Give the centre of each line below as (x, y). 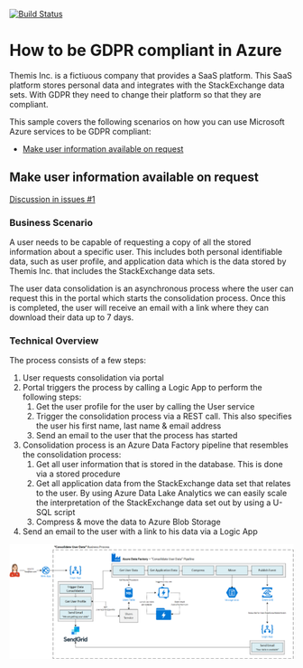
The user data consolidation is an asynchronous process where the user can (151, 288)
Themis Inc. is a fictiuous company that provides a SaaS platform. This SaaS (151, 75)
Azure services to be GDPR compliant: (80, 131)
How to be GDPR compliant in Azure (146, 51)
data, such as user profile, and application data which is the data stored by (148, 261)
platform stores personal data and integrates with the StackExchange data (147, 85)
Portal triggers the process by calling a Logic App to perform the (142, 388)
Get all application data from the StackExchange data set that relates (163, 484)
